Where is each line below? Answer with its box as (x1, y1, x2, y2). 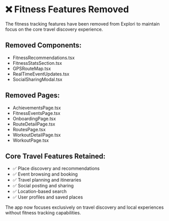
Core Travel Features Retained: (5, 152, 106, 160)
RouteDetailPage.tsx (12, 121, 55, 127)
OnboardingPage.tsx (12, 115, 56, 121)
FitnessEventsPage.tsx (12, 110, 61, 116)
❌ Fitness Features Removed (5, 4, 129, 15)
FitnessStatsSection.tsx (12, 60, 62, 66)
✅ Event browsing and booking (12, 171, 78, 177)
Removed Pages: (5, 91, 60, 100)
